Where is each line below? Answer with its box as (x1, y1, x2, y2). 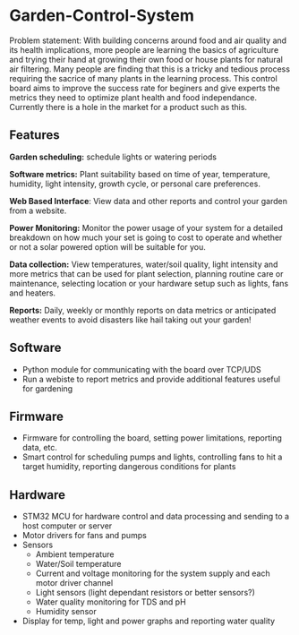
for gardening (21, 382, 73, 394)
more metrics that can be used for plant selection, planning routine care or (9, 268, 284, 279)
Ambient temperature (35, 549, 115, 560)
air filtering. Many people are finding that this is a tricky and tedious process (9, 64, 291, 74)
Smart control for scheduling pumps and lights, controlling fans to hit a (21, 451, 283, 462)
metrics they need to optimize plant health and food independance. (9, 91, 258, 103)
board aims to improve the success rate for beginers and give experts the (9, 82, 280, 93)
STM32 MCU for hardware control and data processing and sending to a (21, 511, 289, 522)
